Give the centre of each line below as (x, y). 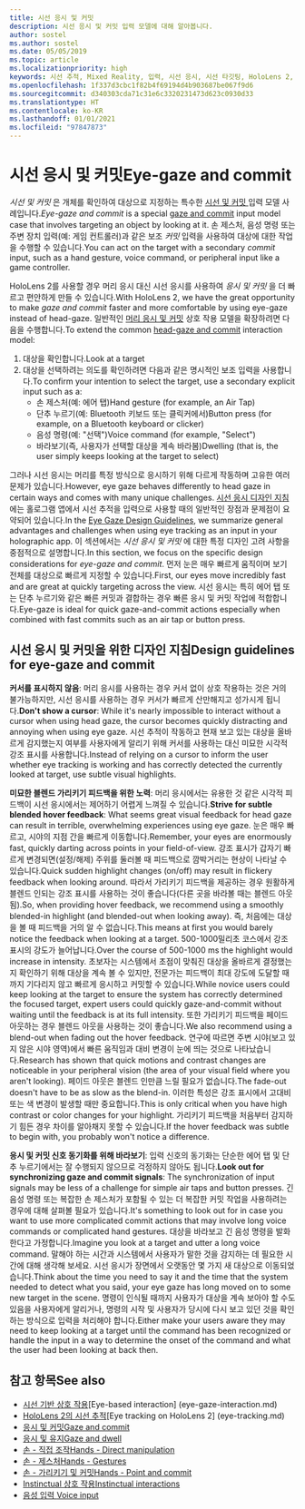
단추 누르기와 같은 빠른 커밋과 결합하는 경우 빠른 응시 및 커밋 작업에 (137, 598)
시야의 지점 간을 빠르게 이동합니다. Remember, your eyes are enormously (160, 837)
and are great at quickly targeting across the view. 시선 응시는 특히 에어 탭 (145, 586)
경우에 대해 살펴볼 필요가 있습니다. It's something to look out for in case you (146, 1210)
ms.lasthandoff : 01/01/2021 (63, 119)
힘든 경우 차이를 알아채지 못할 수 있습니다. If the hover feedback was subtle (154, 1126)
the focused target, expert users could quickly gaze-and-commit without (146, 1004)
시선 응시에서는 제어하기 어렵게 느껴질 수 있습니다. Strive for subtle (152, 804)
